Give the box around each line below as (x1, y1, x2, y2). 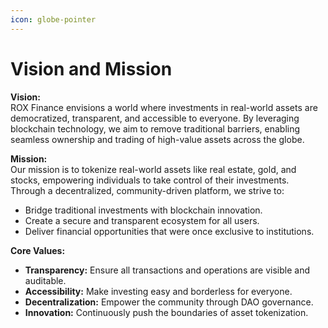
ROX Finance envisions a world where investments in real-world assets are (10, 101, 318, 113)
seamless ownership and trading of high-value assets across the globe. (10, 133, 305, 145)
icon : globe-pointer (10, 14, 97, 25)
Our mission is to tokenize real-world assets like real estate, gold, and (10, 163, 297, 175)
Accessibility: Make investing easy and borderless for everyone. (24, 285, 293, 297)
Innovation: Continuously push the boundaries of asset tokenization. (24, 306, 309, 318)
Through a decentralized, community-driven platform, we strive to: (10, 184, 285, 196)
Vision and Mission (10, 57, 173, 80)
